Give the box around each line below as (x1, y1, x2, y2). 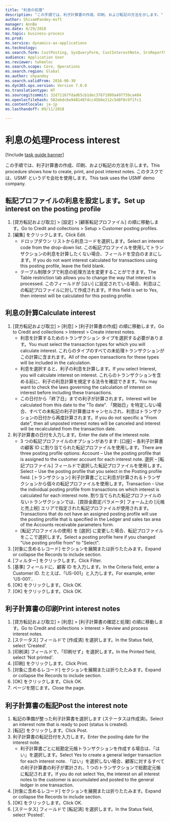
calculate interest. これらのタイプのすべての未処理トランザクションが (20, 347, 164, 354)
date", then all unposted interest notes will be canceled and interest (20, 420, 161, 426)
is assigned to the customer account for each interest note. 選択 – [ (20, 456, 160, 462)
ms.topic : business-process (5, 31, 65, 36)
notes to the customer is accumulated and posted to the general (20, 777, 154, 783)
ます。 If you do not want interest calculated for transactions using (20, 257, 158, 263)
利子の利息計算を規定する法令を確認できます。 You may (42, 378, 158, 384)
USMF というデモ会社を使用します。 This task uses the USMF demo (14, 175, 155, 181)
